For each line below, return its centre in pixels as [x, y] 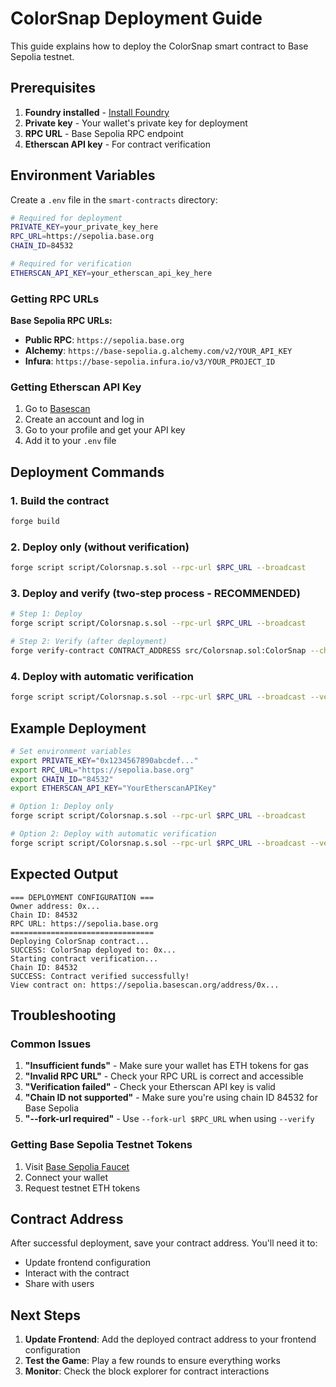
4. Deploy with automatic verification [102, 676]
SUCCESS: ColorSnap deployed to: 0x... [93, 950]
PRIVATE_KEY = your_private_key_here [84, 227]
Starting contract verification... [84, 958]
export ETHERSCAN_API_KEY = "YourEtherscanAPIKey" [113, 788]
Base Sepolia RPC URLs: [61, 321]
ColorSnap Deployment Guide [136, 18]
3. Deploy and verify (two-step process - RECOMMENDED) [155, 594]
